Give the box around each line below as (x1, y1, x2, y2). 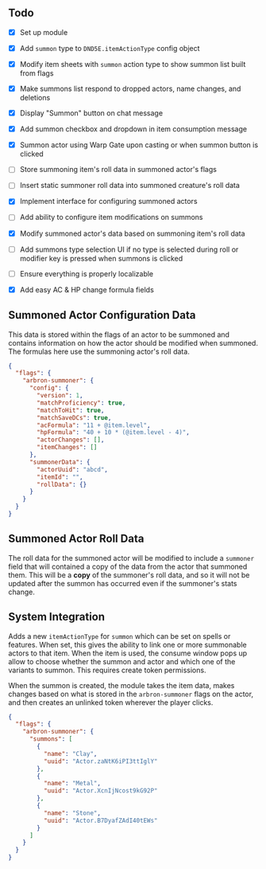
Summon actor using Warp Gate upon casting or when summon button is (19, 140, 259, 150)
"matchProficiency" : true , (37, 398, 126, 407)
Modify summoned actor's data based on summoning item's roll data (19, 229, 245, 238)
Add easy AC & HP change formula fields (19, 284, 155, 294)
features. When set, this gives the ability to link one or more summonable (8, 640, 248, 649)
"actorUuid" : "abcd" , (37, 465, 109, 473)
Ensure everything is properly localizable (19, 268, 154, 278)
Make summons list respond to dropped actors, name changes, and (19, 84, 241, 93)
